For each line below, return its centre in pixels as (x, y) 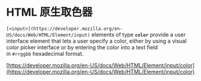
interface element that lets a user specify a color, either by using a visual (97, 41)
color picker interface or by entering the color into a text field (82, 47)
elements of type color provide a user (139, 34)
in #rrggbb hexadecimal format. (45, 53)
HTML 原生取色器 (49, 12)
